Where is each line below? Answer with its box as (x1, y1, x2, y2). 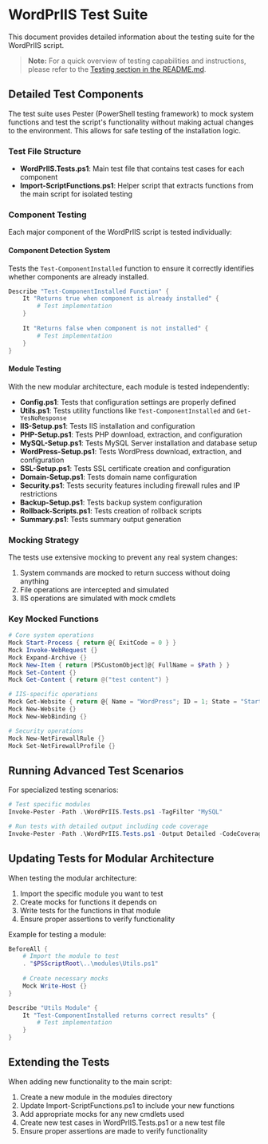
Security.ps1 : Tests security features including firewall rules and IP (19, 481, 241, 490)
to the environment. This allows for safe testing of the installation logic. (8, 125, 242, 135)
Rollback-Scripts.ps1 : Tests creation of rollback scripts (19, 505, 202, 516)
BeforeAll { (8, 944, 48, 953)
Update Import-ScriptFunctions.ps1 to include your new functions (19, 1100, 235, 1110)
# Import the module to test (22, 952, 120, 960)
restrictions (19, 489, 57, 498)
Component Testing (8, 209, 87, 220)
